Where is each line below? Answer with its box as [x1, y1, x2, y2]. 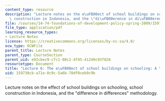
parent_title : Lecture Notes [5, 48, 65, 53]
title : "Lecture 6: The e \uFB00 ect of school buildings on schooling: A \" [5, 66, 164, 71]
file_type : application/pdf [5, 25, 63, 30]
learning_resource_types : [5, 30, 58, 35]
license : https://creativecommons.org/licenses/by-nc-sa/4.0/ [5, 39, 135, 44]
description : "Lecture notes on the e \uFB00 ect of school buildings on [5, 12, 155, 17]
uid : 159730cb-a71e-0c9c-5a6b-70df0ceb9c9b [5, 71, 96, 76]
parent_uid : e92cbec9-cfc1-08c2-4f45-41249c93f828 [5, 57, 111, 62]
